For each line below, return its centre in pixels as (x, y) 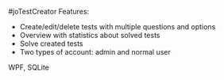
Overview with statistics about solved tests (90, 35)
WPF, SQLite (29, 67)
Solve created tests (51, 44)
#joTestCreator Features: (49, 11)
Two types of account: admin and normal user (95, 52)
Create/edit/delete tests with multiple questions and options (118, 27)
